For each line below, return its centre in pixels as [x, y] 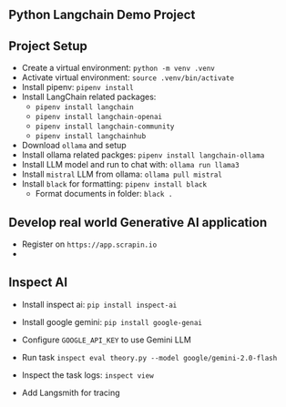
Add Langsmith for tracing [71, 392]
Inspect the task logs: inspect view [87, 375]
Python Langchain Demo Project [102, 15]
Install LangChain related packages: [89, 97]
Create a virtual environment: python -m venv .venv [118, 68]
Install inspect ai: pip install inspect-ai [99, 304]
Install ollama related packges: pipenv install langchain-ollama [143, 155]
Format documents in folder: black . [104, 194]
